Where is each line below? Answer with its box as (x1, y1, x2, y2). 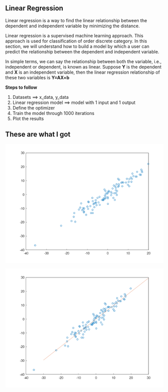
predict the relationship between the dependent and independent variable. (5, 48, 159, 54)
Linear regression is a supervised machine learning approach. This (5, 32, 143, 38)
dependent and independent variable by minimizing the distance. (5, 23, 140, 29)
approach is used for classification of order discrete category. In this (5, 38, 147, 44)
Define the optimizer (12, 104, 55, 110)
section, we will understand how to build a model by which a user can (5, 43, 150, 49)
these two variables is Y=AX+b (5, 74, 69, 80)
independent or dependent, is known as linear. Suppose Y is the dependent (5, 64, 162, 70)
